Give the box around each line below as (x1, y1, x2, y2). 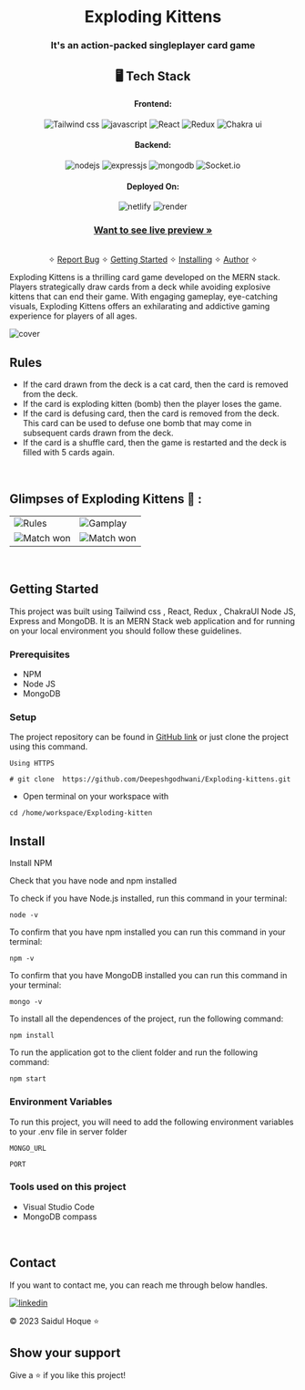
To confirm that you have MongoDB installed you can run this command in (9, 970, 288, 981)
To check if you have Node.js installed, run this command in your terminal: (9, 893, 288, 904)
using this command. (9, 741, 88, 752)
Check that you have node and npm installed (9, 875, 178, 886)
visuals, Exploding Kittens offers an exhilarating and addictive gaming (9, 301, 270, 312)
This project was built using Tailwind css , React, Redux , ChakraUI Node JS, (9, 605, 296, 617)
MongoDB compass (22, 1211, 97, 1222)
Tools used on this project (9, 1180, 127, 1193)
